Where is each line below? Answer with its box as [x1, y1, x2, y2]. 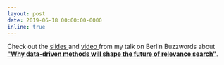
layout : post [7, 10, 46, 17]
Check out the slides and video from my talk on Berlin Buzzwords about [7, 43, 216, 51]
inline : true [7, 23, 46, 30]
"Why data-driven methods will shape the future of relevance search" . [7, 50, 218, 58]
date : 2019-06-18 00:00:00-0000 [7, 17, 102, 24]
